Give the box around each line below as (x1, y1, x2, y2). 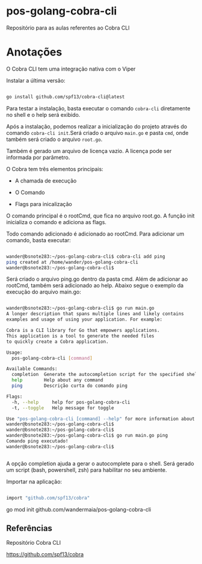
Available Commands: (6, 366, 58, 372)
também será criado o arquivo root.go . (6, 136, 103, 143)
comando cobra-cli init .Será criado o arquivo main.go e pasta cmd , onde (6, 129, 189, 136)
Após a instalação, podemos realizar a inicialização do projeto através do (6, 122, 188, 130)
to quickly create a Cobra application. (6, 339, 109, 345)
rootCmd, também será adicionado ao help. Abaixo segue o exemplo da (6, 282, 184, 289)
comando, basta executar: (6, 236, 71, 243)
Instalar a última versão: (6, 77, 66, 84)
